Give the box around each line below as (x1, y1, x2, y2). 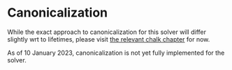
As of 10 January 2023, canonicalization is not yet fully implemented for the (7, 49, 225, 57)
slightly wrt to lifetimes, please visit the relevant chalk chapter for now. (7, 35, 210, 43)
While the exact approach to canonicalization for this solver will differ (7, 28, 206, 36)
